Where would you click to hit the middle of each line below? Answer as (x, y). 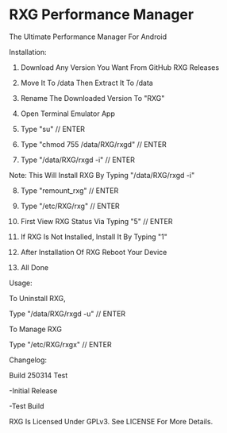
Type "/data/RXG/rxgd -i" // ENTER (78, 160)
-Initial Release (33, 390)
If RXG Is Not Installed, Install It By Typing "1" (94, 237)
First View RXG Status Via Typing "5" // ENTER (96, 221)
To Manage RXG (36, 329)
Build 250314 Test (38, 375)
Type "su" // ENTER (53, 129)
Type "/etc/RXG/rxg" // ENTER (70, 206)
